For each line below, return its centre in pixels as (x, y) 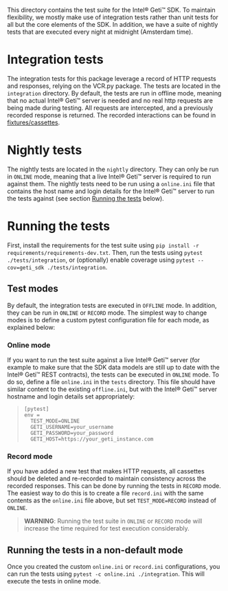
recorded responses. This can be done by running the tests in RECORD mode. (114, 486)
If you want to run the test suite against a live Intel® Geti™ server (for (104, 359)
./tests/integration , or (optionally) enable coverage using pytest (101, 260)
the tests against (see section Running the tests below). (86, 198)
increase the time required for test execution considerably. (107, 528)
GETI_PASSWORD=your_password (72, 433)
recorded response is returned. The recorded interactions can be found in (112, 115)
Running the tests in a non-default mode (95, 550)
